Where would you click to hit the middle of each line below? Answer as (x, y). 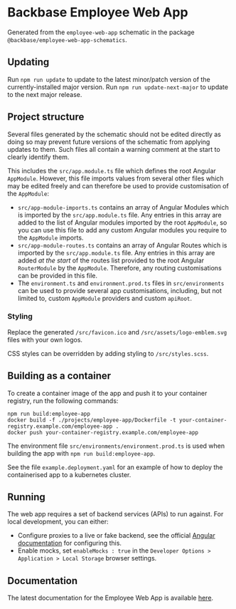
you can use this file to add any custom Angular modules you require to (122, 230)
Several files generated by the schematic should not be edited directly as (114, 134)
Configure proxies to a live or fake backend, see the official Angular (116, 536)
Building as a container (59, 376)
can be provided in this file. (58, 275)
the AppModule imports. (50, 237)
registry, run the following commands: (63, 401)
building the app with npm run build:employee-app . (81, 453)
